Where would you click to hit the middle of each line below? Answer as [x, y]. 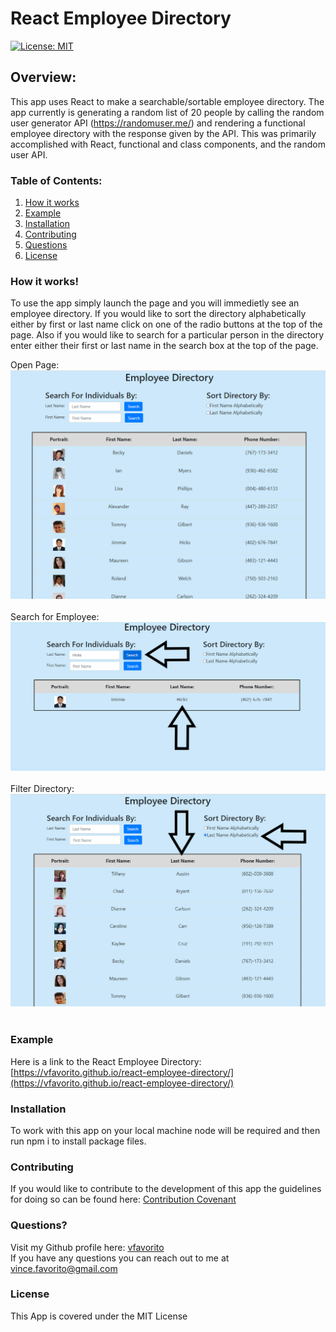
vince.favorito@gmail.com [64, 1268]
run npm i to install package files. [78, 1141]
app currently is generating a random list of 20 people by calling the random [167, 112]
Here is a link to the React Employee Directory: [106, 1061]
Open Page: [35, 365]
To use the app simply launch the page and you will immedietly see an [155, 303]
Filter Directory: [42, 789]
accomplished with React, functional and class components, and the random [168, 144]
